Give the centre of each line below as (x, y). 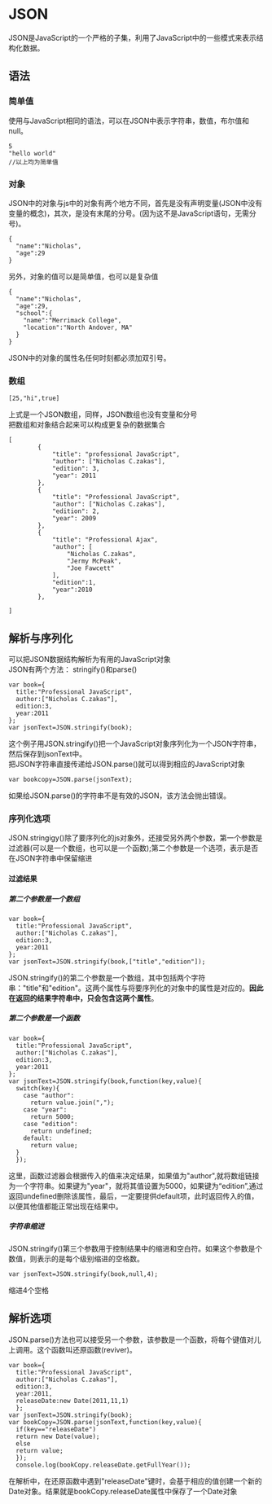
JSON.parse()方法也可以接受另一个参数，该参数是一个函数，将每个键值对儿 (135, 1340)
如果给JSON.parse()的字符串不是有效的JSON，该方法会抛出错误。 (120, 796)
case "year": (45, 1109)
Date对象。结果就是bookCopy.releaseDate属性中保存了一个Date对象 (123, 1491)
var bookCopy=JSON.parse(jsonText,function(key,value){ (105, 1422)
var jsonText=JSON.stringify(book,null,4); (83, 1274)
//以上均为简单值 (33, 162)
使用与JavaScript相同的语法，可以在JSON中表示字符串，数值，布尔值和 (129, 121)
